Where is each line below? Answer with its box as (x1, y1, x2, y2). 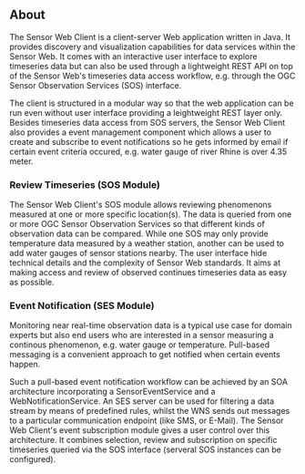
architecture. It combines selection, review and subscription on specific (9, 435, 278, 446)
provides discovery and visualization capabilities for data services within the (9, 41, 296, 52)
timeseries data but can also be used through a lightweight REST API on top (9, 60, 294, 71)
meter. (9, 155, 34, 167)
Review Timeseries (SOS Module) (9, 178, 161, 191)
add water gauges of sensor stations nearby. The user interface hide (9, 248, 268, 259)
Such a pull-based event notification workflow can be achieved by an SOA (9, 376, 289, 387)
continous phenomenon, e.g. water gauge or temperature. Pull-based (9, 339, 270, 350)
